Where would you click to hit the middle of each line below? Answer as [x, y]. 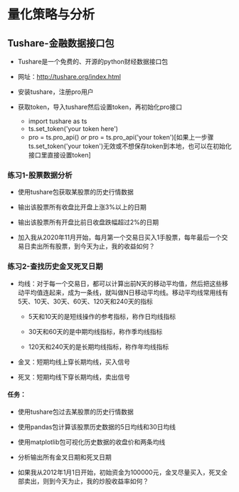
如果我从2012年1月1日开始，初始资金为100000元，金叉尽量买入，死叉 [119, 472]
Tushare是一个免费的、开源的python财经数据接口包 [93, 62]
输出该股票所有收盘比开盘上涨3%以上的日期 [82, 207]
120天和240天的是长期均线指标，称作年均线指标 [99, 347]
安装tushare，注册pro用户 [55, 92]
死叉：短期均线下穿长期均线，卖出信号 [74, 377]
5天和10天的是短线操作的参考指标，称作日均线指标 [102, 316]
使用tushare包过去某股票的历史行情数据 [75, 412]
